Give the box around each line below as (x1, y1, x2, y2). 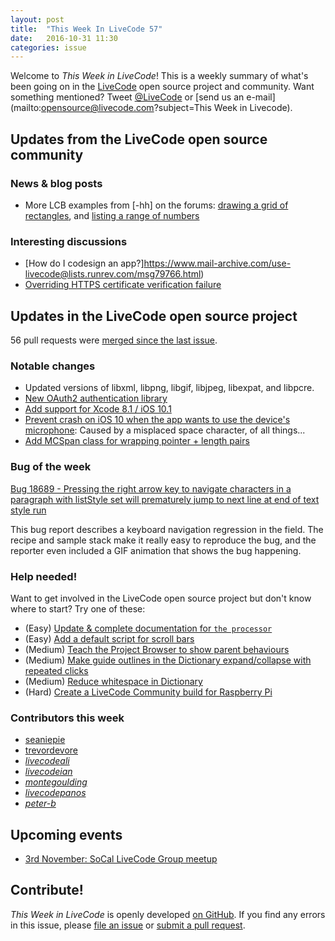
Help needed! (10, 569, 78, 583)
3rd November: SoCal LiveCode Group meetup (24, 853, 218, 865)
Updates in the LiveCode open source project (10, 307, 298, 325)
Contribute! (10, 882, 84, 899)
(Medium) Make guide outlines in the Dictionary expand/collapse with (24, 654, 312, 666)
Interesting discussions (10, 234, 128, 248)
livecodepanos (24, 787, 87, 799)
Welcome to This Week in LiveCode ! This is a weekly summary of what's (10, 70, 309, 82)
